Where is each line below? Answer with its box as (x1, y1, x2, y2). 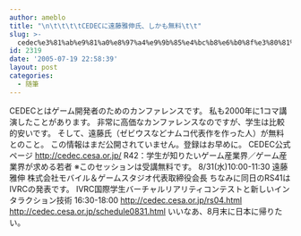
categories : (9, 72, 54, 80)
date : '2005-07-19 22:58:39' (9, 55, 118, 63)
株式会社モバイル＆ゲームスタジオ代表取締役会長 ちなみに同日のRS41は (26, 172, 291, 183)
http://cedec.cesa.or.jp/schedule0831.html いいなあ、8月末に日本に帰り (9, 206, 275, 216)
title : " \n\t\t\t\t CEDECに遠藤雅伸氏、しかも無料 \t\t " (9, 21, 202, 30)
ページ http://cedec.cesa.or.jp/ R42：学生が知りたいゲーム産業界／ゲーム (9, 149, 279, 161)
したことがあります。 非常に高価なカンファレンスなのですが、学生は (16, 116, 270, 127)
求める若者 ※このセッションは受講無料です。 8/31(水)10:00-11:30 (32, 161, 271, 172)
